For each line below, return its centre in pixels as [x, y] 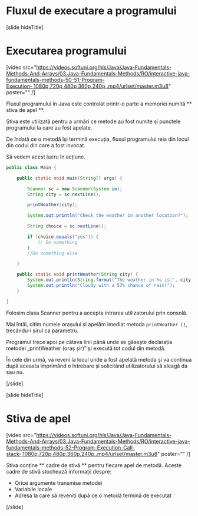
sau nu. [15, 372]
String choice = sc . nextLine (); [67, 226]
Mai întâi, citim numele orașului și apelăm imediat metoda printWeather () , [97, 324]
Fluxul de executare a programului [91, 11]
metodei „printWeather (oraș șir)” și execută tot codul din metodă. [86, 348]
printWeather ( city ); [52, 205]
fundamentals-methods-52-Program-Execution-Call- [71, 447]
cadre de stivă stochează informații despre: [59, 471]
